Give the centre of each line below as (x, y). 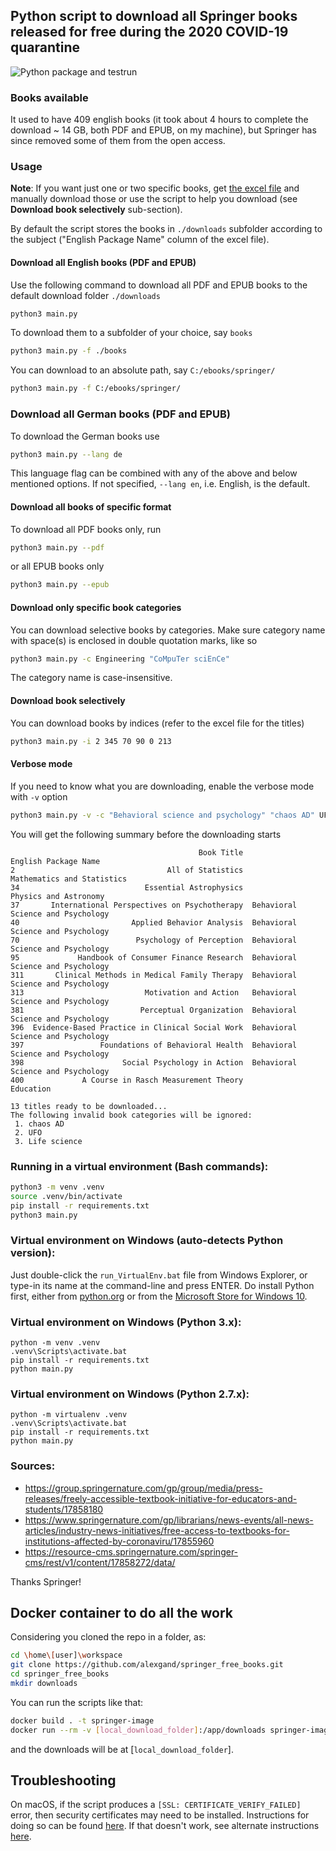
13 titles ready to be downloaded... (89, 1106)
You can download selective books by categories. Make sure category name (168, 630)
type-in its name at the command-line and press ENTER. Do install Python (162, 1285)
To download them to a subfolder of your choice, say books (131, 333)
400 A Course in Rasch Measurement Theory (127, 1080)
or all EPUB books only (57, 566)
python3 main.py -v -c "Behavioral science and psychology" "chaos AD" (162, 815)
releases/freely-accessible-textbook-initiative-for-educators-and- (161, 1498)
